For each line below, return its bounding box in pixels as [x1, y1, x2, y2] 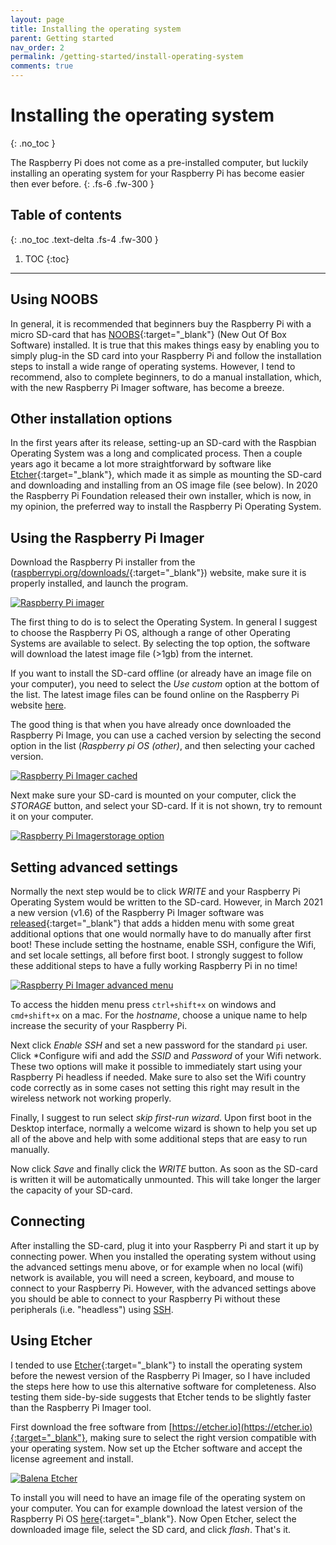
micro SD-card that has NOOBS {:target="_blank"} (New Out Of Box [10, 328, 287, 340]
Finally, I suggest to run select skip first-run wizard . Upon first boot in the [10, 1112, 312, 1123]
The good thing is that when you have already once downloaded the [10, 719, 292, 731]
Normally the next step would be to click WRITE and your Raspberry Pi [10, 886, 301, 897]
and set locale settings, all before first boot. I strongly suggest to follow [10, 949, 304, 961]
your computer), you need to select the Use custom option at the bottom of [10, 678, 320, 690]
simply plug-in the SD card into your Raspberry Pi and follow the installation [10, 349, 322, 361]
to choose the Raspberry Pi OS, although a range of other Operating [10, 627, 291, 639]
